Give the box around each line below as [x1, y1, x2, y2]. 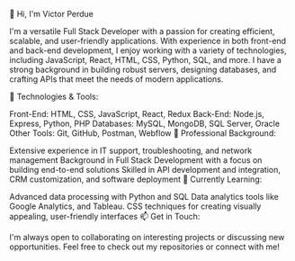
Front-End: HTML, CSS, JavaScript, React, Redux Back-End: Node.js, [9, 109, 265, 119]
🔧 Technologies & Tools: [9, 91, 99, 102]
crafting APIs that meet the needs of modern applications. [9, 74, 224, 85]
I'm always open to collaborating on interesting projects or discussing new [9, 232, 285, 242]
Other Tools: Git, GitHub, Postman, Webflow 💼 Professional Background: [9, 128, 276, 139]
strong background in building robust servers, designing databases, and [9, 64, 277, 75]
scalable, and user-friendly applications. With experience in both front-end [9, 36, 286, 46]
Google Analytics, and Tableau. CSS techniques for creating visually [9, 201, 262, 211]
